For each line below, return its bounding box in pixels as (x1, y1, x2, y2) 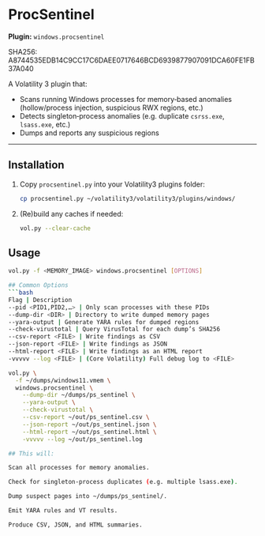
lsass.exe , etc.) (19, 119, 71, 129)
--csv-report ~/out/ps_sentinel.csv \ (22, 413, 150, 421)
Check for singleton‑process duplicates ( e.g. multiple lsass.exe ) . (8, 478, 238, 486)
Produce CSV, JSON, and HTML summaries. (8, 520, 144, 529)
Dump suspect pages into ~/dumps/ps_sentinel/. (8, 493, 168, 500)
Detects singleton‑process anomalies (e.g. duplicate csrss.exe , (19, 111, 225, 120)
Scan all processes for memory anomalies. (8, 464, 150, 472)
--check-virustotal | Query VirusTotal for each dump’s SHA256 (8, 326, 221, 334)
